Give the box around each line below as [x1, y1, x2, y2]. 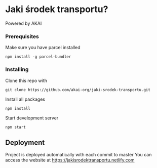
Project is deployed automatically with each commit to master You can [5, 152, 152, 158]
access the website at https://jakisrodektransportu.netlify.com [5, 157, 135, 163]
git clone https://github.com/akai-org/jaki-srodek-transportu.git [5, 87, 151, 92]
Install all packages [5, 96, 46, 102]
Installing [5, 66, 29, 73]
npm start [5, 124, 26, 130]
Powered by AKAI [5, 20, 42, 26]
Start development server [5, 115, 59, 121]
